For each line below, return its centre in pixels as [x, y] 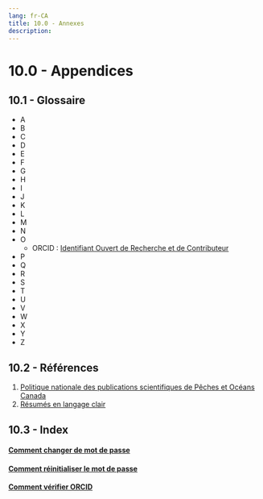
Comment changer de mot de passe [69, 450]
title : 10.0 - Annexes [46, 23]
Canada [33, 396]
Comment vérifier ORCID [51, 487]
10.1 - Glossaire [47, 100]
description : [30, 31]
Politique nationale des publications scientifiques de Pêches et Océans [137, 387]
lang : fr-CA [28, 16]
